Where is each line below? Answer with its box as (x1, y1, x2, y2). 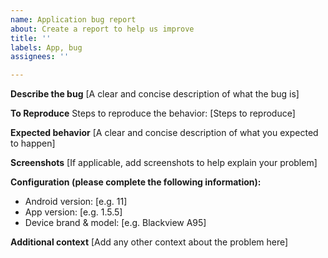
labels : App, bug (10, 42, 83, 53)
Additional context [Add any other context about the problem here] (10, 236, 289, 248)
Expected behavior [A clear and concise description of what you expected (10, 127, 319, 139)
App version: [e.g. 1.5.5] (24, 206, 123, 218)
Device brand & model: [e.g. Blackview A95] (24, 217, 207, 229)
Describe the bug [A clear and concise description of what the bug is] (10, 88, 300, 100)
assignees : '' (10, 52, 70, 62)
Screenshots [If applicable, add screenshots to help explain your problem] (10, 157, 318, 169)
